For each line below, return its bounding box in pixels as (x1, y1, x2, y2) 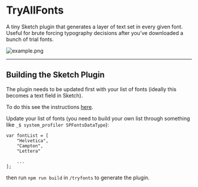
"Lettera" (16, 148, 41, 154)
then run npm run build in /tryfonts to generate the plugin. (6, 174, 150, 181)
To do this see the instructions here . (6, 103, 94, 110)
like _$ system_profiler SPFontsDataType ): (6, 121, 109, 128)
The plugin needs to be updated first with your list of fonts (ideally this (6, 85, 177, 92)
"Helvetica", (16, 137, 49, 144)
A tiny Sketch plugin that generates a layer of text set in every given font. (6, 23, 183, 30)
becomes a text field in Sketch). (6, 92, 84, 99)
